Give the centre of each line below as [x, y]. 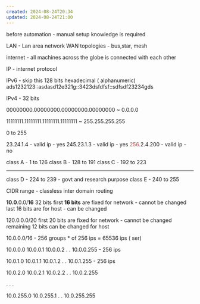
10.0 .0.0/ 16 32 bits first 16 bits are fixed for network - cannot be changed [96, 202]
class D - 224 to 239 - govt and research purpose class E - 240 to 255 [93, 179]
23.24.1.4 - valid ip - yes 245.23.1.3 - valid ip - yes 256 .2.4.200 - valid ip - [96, 144]
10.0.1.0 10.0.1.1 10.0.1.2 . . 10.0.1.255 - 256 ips [61, 261]
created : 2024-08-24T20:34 [40, 12]
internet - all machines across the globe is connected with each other [91, 57]
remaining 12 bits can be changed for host [58, 226]
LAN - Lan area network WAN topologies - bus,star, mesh [77, 46]
